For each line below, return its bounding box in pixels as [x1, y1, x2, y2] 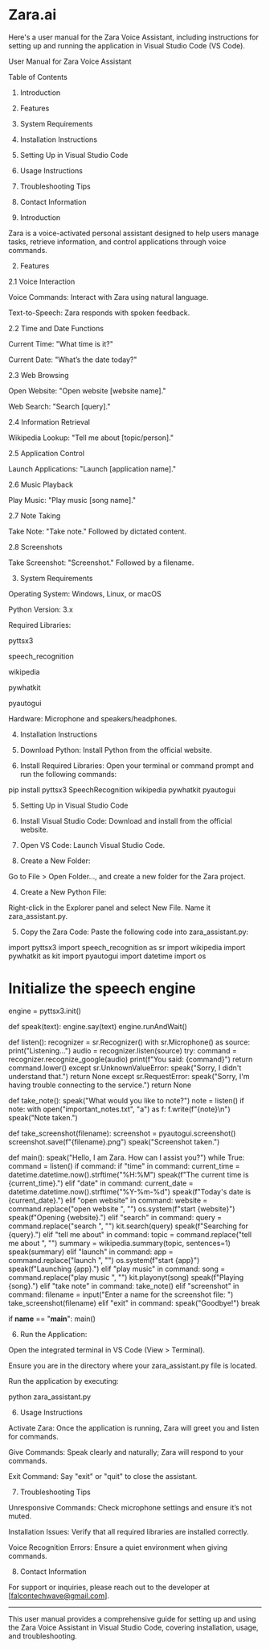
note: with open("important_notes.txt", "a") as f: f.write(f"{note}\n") [8, 1104, 231, 1114]
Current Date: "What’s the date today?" [8, 355, 138, 364]
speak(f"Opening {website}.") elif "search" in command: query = [8, 1212, 223, 1222]
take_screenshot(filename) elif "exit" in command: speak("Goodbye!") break [8, 1298, 260, 1307]
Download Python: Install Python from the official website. [19, 745, 213, 754]
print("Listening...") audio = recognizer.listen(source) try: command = [8, 1045, 237, 1055]
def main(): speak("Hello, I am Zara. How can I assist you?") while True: [8, 1153, 245, 1162]
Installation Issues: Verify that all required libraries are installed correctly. [8, 1526, 249, 1536]
